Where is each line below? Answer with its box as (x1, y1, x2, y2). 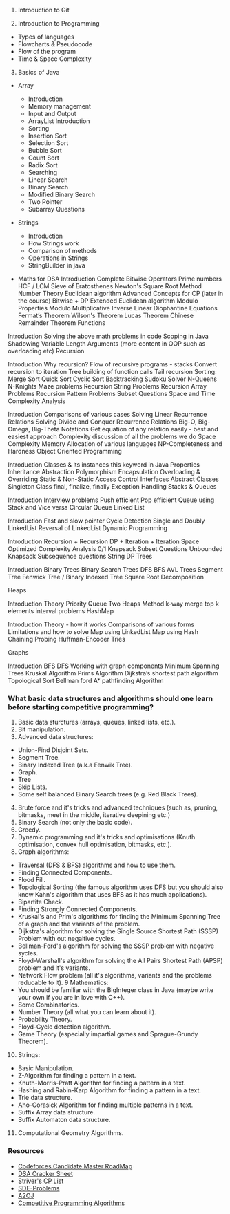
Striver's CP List (17, 1177, 64, 1185)
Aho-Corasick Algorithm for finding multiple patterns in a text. (17, 1101, 194, 1109)
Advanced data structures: (17, 733, 94, 741)
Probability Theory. (17, 1016, 72, 1024)
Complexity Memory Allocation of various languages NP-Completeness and (8, 440, 222, 448)
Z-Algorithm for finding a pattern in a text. (17, 1072, 136, 1080)
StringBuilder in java (28, 261, 85, 269)
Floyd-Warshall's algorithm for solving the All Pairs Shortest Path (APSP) (17, 957, 223, 965)
